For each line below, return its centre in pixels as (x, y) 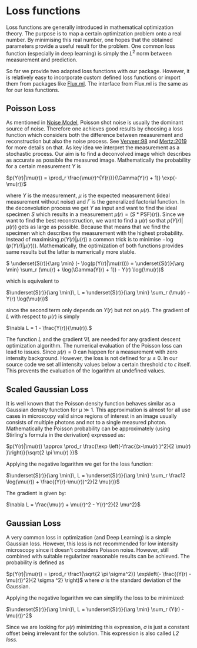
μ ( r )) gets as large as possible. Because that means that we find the (88, 227)
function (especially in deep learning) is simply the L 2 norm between (89, 53)
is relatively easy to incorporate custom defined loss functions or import (93, 77)
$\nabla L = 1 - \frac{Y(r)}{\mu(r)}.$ (49, 328)
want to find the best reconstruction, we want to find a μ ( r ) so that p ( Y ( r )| (95, 221)
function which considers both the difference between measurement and (95, 135)
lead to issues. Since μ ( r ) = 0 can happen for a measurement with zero (92, 352)
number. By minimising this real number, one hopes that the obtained (90, 40)
